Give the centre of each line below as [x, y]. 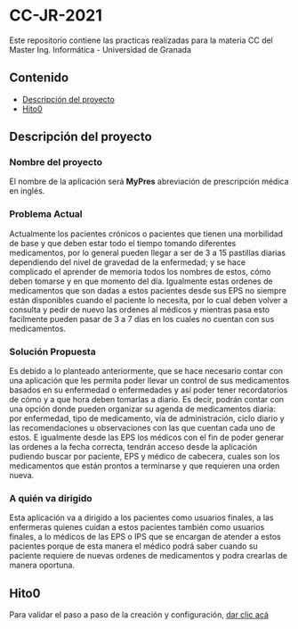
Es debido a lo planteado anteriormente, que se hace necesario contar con [146, 371]
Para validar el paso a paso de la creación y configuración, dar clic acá [139, 615]
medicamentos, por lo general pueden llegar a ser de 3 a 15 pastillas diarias [148, 252]
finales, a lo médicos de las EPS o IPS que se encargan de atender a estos [145, 537]
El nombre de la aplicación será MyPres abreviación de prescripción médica [149, 182]
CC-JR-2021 [56, 16]
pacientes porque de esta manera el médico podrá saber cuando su [133, 546]
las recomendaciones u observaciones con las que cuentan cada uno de [142, 428]
